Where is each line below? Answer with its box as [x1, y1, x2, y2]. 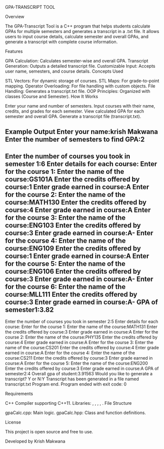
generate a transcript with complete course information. [5, 39, 118, 45]
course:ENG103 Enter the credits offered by [5, 221, 141, 229]
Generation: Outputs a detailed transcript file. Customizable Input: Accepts [5, 63, 156, 69]
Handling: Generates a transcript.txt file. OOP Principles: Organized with [5, 88, 151, 94]
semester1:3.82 [5, 306, 54, 314]
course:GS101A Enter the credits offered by [5, 175, 140, 183]
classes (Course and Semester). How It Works [5, 93, 98, 99]
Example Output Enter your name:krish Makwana [5, 128, 158, 136]
